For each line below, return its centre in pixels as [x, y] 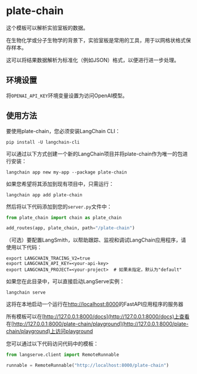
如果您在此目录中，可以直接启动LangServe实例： [65, 281]
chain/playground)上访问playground [50, 331]
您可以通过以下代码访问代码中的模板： [52, 344]
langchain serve [26, 293]
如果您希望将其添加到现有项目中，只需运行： [60, 183]
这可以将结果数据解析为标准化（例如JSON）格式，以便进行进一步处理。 [93, 60]
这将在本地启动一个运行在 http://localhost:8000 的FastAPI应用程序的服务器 [95, 304]
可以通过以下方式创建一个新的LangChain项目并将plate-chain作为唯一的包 [94, 154]
